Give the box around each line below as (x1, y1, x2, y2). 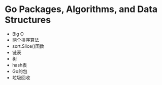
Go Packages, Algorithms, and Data (5, 4, 158, 15)
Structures (5, 14, 51, 26)
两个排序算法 (12, 37, 39, 43)
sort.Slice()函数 (12, 43, 44, 49)
